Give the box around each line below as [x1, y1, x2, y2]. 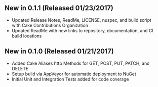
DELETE [11, 65, 29, 71]
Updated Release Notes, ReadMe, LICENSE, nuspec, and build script [11, 17, 152, 23]
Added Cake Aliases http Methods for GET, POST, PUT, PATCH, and [11, 60, 150, 66]
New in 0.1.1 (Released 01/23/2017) [4, 4, 114, 12]
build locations [11, 33, 42, 39]
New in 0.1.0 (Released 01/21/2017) [4, 47, 114, 56]
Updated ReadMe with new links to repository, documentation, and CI [11, 27, 154, 34]
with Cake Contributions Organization [11, 22, 88, 28]
